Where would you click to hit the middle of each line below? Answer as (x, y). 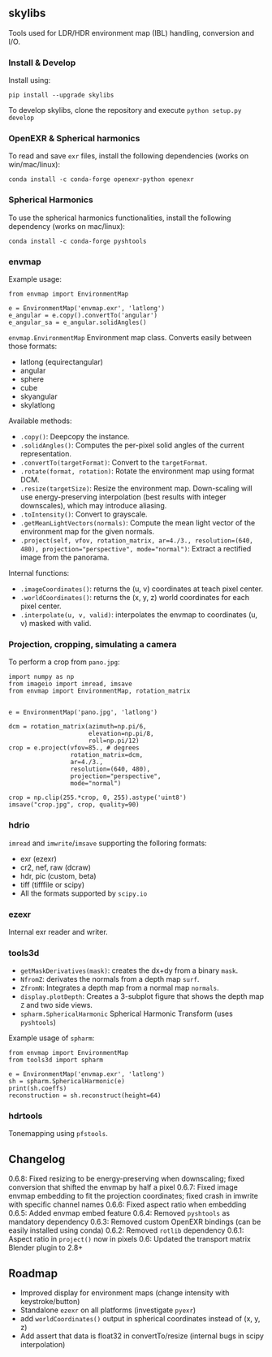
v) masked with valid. (56, 623)
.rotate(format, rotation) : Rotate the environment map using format (137, 471)
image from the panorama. (65, 557)
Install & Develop (42, 63)
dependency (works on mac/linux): (67, 226)
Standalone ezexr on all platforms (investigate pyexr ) (108, 1310)
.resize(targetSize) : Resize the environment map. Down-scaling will (136, 488)
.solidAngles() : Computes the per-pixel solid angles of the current (132, 445)
